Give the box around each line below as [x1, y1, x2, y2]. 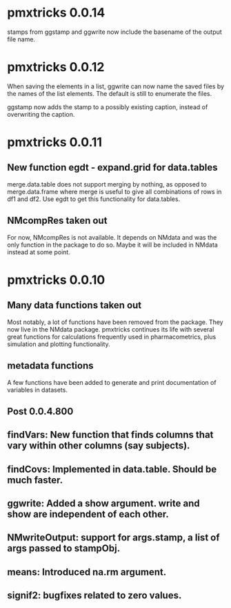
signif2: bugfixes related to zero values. [7, 589, 182, 602]
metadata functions [7, 360, 94, 372]
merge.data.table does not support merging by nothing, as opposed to [7, 180, 207, 188]
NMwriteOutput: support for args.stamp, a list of [7, 532, 220, 544]
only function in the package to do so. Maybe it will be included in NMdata [7, 240, 219, 249]
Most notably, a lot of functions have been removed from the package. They [7, 318, 223, 326]
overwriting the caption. [7, 110, 75, 118]
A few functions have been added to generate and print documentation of [7, 378, 217, 386]
